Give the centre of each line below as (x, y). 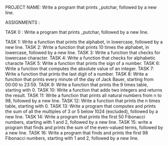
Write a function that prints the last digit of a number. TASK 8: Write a (76, 74)
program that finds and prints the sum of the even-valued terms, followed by (84, 127)
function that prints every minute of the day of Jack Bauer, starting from (79, 79)
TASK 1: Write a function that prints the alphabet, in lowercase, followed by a (84, 42)
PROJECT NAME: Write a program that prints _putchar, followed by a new (81, 7)
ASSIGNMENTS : (23, 22)
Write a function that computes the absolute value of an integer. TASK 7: (80, 68)
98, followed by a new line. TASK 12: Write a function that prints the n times (83, 101)
